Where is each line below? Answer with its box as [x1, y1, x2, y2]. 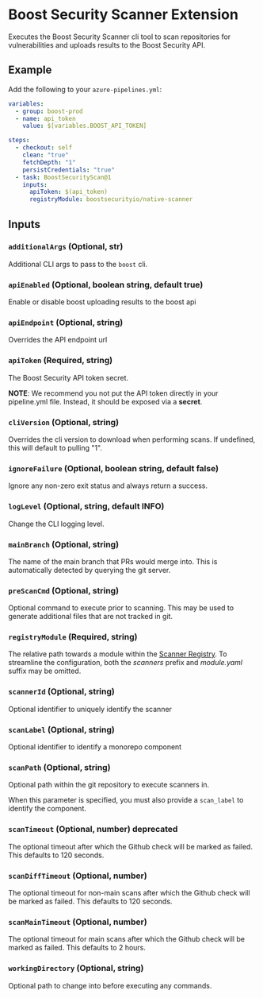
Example [8, 64, 52, 77]
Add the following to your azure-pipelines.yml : [8, 84, 162, 94]
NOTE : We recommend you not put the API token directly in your [8, 388, 219, 398]
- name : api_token [15, 114, 77, 122]
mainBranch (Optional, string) [8, 539, 120, 550]
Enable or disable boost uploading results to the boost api [8, 297, 196, 307]
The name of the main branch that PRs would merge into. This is [8, 556, 218, 566]
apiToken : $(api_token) [29, 188, 109, 196]
